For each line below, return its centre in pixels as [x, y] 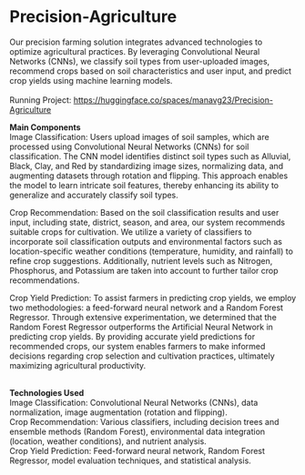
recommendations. [45, 280]
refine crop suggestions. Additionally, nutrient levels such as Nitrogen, [141, 260]
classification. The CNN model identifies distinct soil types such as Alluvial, [150, 156]
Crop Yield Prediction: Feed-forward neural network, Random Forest [137, 450]
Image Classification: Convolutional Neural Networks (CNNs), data [134, 402]
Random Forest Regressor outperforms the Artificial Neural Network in [141, 327]
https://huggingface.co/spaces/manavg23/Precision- [173, 100]
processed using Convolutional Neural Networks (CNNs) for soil [129, 147]
